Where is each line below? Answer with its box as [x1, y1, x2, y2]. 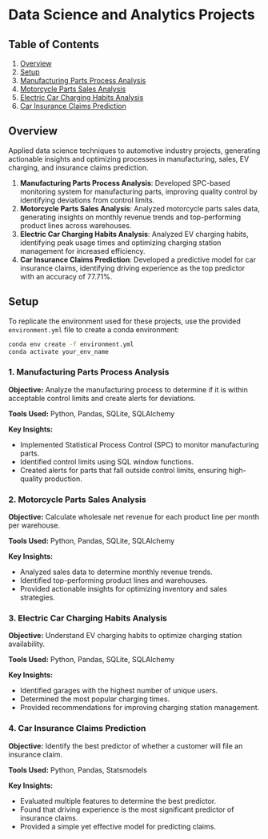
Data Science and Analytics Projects [8, 6, 255, 24]
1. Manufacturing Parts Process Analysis [8, 367, 170, 378]
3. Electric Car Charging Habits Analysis [8, 612, 168, 624]
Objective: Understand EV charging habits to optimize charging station [8, 631, 242, 640]
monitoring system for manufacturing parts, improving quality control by [19, 187, 258, 196]
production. [43, 474, 82, 484]
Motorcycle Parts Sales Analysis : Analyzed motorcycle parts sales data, [19, 203, 260, 213]
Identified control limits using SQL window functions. [19, 456, 194, 466]
